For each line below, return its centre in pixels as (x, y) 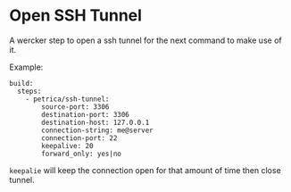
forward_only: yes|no (82, 154)
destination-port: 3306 (85, 114)
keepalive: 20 (67, 146)
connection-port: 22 (79, 138)
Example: (26, 67)
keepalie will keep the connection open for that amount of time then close (145, 170)
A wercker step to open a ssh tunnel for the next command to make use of (146, 40)
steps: (29, 91)
